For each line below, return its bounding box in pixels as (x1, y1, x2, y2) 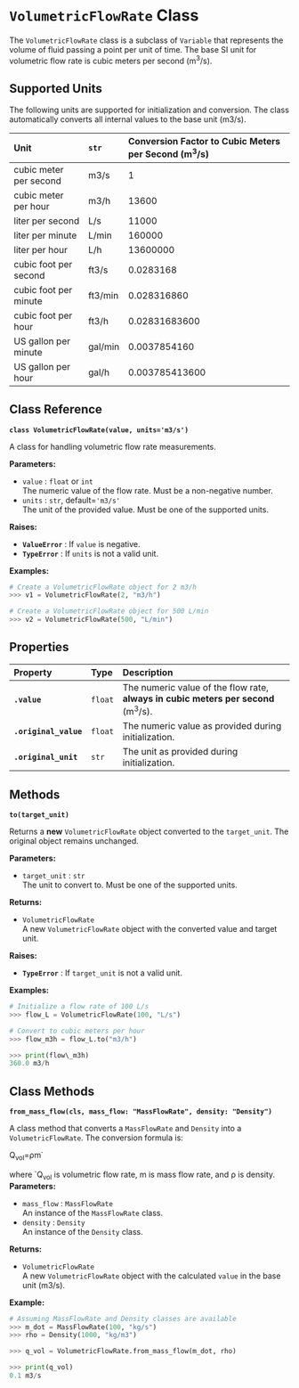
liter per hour (13, 243, 69, 256)
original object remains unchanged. (9, 836, 140, 846)
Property (13, 665, 53, 678)
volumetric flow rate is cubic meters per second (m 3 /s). (9, 53, 213, 66)
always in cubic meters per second (122, 692, 275, 705)
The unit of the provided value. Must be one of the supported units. (21, 504, 270, 515)
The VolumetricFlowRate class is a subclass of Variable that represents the (9, 35, 284, 45)
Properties (9, 640, 69, 655)
